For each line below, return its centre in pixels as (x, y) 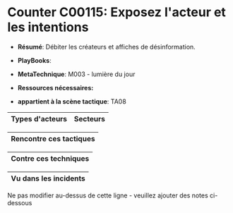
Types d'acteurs (39, 118)
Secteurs (90, 118)
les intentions (48, 27)
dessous (20, 202)
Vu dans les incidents (48, 178)
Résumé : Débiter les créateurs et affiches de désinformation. (106, 47)
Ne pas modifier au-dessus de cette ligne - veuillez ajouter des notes (108, 195)
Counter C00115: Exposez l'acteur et (116, 12)
